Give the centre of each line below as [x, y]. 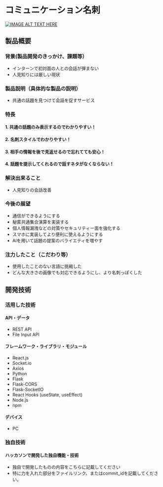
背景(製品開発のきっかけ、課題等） [46, 57]
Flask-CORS [25, 384]
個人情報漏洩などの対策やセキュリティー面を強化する [66, 228]
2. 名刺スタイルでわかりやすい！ [38, 139]
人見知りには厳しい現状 [36, 74]
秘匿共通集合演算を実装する [41, 222]
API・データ [18, 318]
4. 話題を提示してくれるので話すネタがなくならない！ [60, 164]
